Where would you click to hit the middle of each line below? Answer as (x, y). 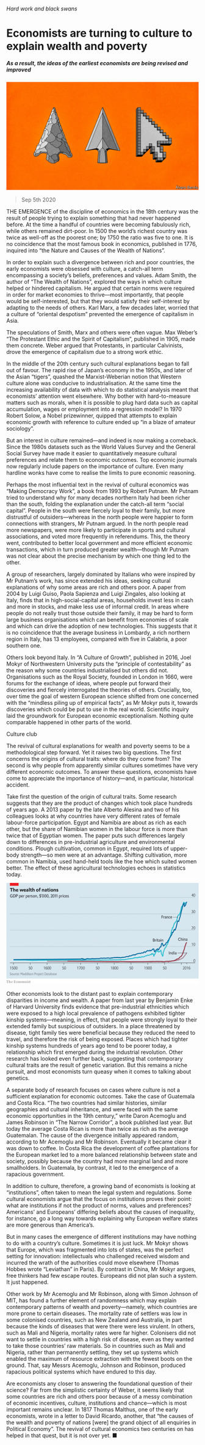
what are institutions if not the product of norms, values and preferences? (99, 1205)
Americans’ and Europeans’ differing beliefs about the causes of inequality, (101, 1212)
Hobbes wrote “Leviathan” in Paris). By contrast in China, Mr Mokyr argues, (101, 1269)
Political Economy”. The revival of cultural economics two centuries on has (100, 1429)
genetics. (18, 1078)
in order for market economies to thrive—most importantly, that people (95, 295)
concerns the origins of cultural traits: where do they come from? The (94, 759)
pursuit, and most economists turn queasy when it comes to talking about (99, 1072)
